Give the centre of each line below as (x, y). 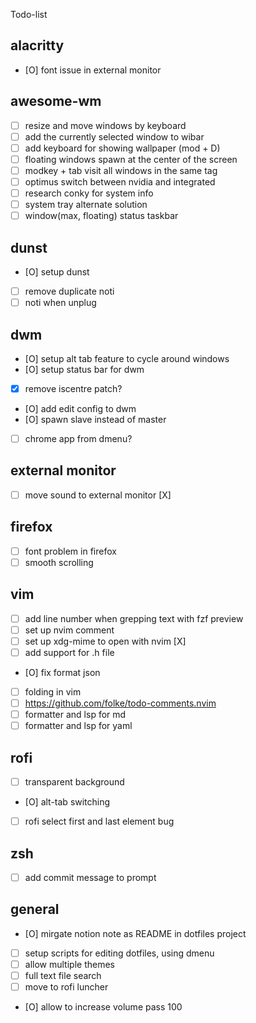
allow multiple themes (69, 964)
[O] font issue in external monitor (93, 70)
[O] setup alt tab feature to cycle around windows (127, 358)
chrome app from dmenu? (78, 438)
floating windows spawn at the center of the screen (131, 159)
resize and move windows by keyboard (105, 125)
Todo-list (29, 14)
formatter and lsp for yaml (78, 726)
